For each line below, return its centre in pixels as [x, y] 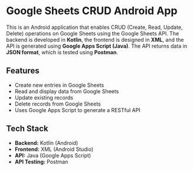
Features [23, 71]
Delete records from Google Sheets [58, 104]
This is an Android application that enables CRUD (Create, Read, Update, [94, 27]
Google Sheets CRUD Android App [92, 11]
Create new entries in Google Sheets [59, 85]
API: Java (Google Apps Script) [53, 155]
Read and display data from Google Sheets [67, 91]
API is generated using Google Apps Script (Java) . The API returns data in [97, 46]
